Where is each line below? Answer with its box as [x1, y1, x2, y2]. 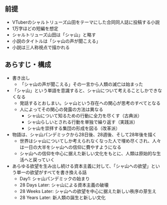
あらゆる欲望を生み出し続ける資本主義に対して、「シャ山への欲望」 [12, 163, 151, 169]
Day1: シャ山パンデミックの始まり [19, 175, 90, 181]
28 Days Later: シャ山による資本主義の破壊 [19, 182, 109, 188]
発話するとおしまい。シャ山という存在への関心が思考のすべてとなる [19, 100, 161, 106]
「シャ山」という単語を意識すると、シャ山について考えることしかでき [12, 87, 158, 93]
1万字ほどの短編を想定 [12, 25, 59, 31]
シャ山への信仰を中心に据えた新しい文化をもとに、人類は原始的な [19, 150, 157, 156]
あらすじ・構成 [5, 60, 51, 69]
